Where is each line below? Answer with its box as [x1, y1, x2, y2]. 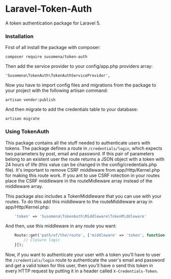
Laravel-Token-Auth [5, 3, 93, 15]
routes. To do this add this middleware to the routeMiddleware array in [5, 198, 153, 204]
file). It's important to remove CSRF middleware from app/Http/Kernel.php [5, 167, 160, 173]
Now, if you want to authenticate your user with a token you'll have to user [5, 251, 161, 258]
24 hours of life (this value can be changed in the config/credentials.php [5, 161, 157, 168]
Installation [5, 33, 34, 40]
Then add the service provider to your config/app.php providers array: [5, 63, 153, 69]
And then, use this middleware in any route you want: [5, 223, 117, 229]
